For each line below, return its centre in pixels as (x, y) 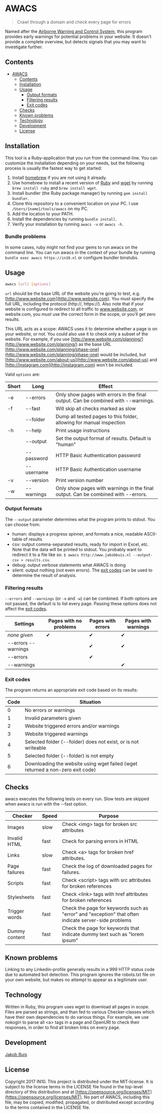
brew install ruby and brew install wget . (55, 188)
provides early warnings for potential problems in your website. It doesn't (78, 36)
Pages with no (65, 621)
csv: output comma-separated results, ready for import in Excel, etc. (80, 544)
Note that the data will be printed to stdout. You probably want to (77, 549)
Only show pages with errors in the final (101, 395)
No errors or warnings (50, 710)
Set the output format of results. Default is (103, 438)
